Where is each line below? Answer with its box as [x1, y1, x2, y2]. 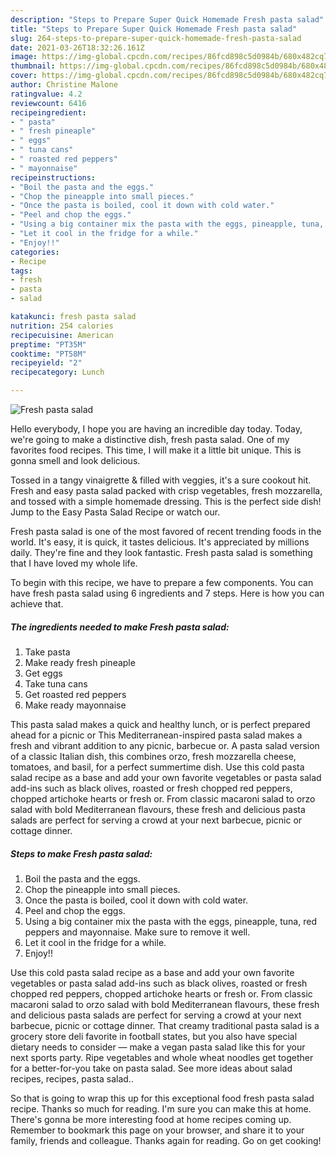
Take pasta [24, 646, 71, 658]
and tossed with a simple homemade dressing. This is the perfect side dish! [10, 496, 322, 507]
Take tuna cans [24, 677, 88, 690]
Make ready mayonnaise [24, 699, 127, 711]
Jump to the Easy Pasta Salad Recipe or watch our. [10, 506, 221, 518]
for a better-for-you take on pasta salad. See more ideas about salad [10, 1062, 293, 1074]
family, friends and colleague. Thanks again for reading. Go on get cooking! [10, 1134, 322, 1146]
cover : [10, 71, 38, 81]
